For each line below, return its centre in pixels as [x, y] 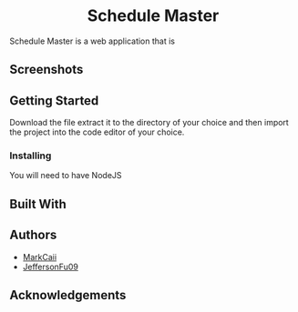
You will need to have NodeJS [66, 176]
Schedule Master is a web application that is [92, 41]
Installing [31, 156]
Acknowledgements [68, 295]
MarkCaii [40, 257]
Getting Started [54, 101]
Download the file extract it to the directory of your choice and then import [149, 123]
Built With [38, 204]
